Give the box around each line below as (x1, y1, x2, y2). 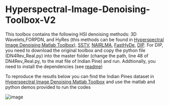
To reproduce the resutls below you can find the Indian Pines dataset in (5, 73, 154, 79)
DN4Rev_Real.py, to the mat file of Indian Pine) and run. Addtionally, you (5, 58, 156, 64)
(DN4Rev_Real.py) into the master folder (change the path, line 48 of (5, 52, 149, 59)
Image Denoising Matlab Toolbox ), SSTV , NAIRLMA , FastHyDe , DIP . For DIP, (5, 42, 163, 48)
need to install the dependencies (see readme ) (5, 63, 103, 69)
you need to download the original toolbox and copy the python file (5, 47, 146, 53)
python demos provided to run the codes (5, 84, 91, 90)
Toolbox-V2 (5, 14, 56, 26)
